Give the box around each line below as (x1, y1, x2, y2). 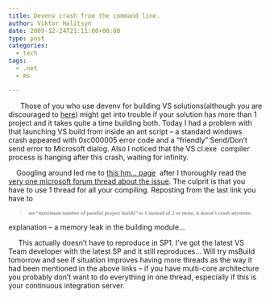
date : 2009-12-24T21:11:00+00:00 (8, 27, 121, 35)
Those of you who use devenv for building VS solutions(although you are (19, 101, 263, 110)
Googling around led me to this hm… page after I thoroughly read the (15, 168, 247, 177)
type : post (8, 34, 45, 43)
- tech (15, 49, 38, 57)
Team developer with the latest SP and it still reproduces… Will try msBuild (8, 246, 255, 256)
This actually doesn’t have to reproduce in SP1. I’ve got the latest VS (18, 238, 244, 247)
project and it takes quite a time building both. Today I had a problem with (8, 118, 252, 127)
